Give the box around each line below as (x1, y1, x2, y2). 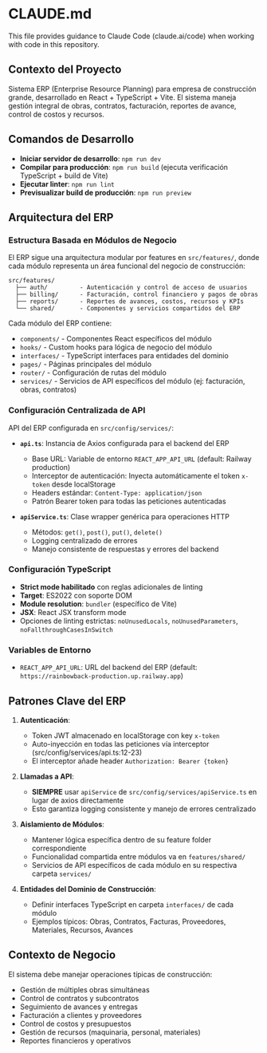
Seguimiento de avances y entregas (19, 1002, 138, 1012)
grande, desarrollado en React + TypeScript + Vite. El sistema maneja (8, 93, 237, 102)
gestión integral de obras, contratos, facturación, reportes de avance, (8, 101, 237, 110)
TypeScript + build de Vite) (19, 171, 109, 180)
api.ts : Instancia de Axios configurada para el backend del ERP (19, 438, 230, 448)
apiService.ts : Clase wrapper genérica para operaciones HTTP (19, 511, 230, 521)
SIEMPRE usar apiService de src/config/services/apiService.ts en (31, 787, 257, 796)
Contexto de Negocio (8, 948, 116, 962)
